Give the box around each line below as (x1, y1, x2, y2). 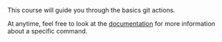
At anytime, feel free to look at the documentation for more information (7, 20, 216, 27)
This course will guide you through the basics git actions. (7, 6, 176, 14)
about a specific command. (7, 27, 88, 35)
